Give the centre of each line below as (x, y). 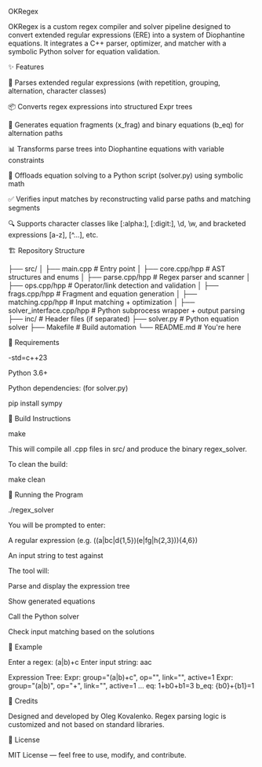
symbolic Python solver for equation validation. (84, 51)
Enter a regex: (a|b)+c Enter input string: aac (80, 662)
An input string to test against (56, 556)
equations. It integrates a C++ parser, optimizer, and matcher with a (117, 43)
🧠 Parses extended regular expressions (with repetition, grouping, (115, 83)
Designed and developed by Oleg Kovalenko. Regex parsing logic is (117, 716)
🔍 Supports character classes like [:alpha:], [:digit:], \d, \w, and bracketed (127, 224)
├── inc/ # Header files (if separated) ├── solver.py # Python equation (124, 319)
